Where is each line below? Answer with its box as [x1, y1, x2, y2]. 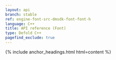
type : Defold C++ [5, 30, 42, 35]
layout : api [5, 7, 30, 12]
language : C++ [5, 21, 35, 26]
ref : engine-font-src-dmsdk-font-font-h [5, 16, 91, 21]
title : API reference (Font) [5, 26, 66, 31]
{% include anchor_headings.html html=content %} [5, 48, 111, 55]
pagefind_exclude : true [5, 35, 55, 40]
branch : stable [5, 12, 37, 17]
